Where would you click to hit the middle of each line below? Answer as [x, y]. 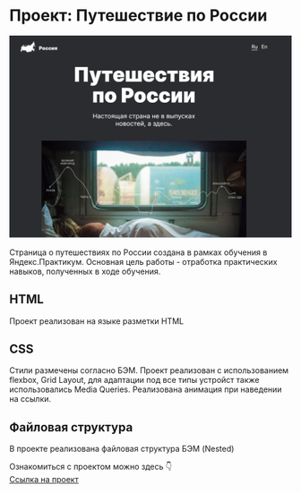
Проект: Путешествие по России [138, 16]
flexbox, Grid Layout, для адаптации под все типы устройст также [134, 380]
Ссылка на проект [44, 480]
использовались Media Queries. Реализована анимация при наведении [146, 389]
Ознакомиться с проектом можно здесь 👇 [91, 467]
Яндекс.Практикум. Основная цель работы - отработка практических [143, 261]
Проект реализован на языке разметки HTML [97, 321]
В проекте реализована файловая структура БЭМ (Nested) [122, 449]
